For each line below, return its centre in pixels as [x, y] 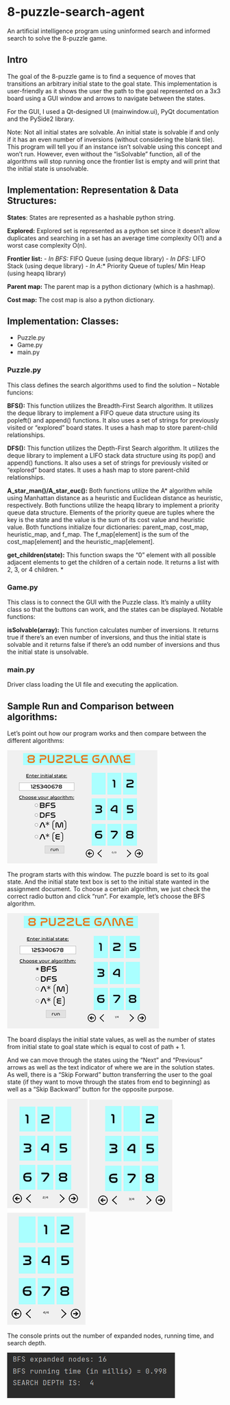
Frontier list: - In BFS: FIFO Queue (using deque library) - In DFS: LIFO [106, 259]
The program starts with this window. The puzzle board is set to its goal [108, 875]
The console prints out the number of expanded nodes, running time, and [111, 1336]
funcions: [21, 392]
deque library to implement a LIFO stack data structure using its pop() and [111, 455]
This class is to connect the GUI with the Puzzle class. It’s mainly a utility [109, 602]
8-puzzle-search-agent [76, 12]
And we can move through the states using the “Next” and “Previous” [105, 1060]
